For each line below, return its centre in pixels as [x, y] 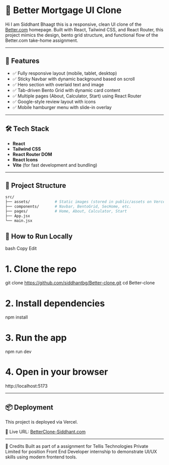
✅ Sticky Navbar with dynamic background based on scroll [73, 79]
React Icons [25, 160]
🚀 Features [22, 61]
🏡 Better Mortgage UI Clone [63, 10]
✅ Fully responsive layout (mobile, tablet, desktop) [65, 73]
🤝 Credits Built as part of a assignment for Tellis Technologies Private [77, 446]
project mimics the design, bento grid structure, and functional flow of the [82, 35]
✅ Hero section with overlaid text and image [58, 84]
